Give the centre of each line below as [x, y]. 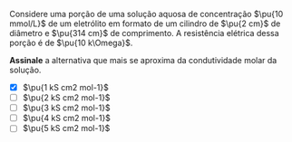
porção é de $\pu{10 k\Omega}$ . [71, 43]
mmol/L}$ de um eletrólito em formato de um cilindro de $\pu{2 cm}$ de [145, 24]
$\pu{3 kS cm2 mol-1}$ [66, 108]
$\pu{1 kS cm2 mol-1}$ [65, 87]
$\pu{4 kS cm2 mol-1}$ [67, 118]
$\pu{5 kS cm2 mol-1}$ [66, 128]
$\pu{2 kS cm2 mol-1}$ [66, 98]
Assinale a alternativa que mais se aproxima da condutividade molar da [143, 60]
